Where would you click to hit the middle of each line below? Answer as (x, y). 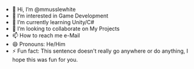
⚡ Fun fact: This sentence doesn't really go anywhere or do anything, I (100, 51)
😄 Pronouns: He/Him (39, 44)
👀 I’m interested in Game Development (60, 16)
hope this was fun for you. (45, 60)
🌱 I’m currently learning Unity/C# (53, 22)
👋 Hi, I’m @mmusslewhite (44, 9)
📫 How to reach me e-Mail (46, 35)
